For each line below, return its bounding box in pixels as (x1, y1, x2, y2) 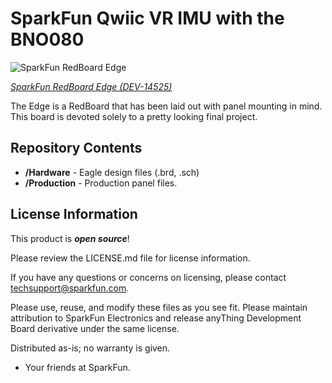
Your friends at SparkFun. (24, 361, 131, 373)
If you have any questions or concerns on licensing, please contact (10, 271, 287, 283)
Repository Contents (10, 140, 143, 157)
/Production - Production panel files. (24, 177, 178, 189)
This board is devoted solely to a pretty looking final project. (10, 110, 258, 122)
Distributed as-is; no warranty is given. (10, 342, 171, 354)
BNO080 (10, 28, 85, 51)
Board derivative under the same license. (10, 322, 180, 334)
